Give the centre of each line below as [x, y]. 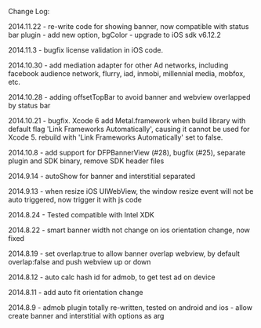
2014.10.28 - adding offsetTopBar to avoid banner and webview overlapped [129, 97]
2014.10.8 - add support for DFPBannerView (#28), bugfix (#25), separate [127, 153]
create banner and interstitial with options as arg [86, 316]
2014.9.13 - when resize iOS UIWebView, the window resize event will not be [131, 191]
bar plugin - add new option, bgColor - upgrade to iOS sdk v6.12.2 [115, 35]
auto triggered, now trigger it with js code [75, 200]
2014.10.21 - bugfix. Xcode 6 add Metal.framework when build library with [127, 120]
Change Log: [29, 11]
